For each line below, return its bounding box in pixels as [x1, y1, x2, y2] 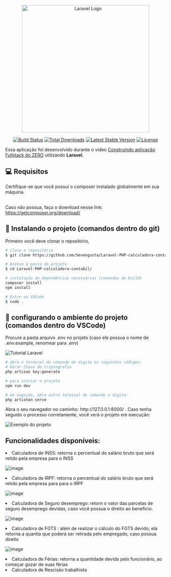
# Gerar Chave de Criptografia [5, 364, 72, 370]
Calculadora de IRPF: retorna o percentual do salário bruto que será [12, 475, 154, 481]
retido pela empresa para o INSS [5, 455, 74, 461]
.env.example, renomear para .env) [5, 340, 79, 346]
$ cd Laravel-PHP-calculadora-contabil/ [5, 267, 93, 272]
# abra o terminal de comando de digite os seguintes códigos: [5, 360, 142, 365]
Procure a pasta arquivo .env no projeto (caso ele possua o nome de [5, 334, 149, 341]
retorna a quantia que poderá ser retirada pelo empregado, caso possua [5, 531, 157, 537]
